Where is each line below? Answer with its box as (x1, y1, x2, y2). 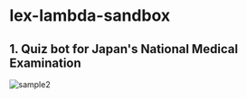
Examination (9, 55, 81, 70)
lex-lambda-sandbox (9, 5, 170, 26)
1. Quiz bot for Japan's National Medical (9, 41, 238, 57)
